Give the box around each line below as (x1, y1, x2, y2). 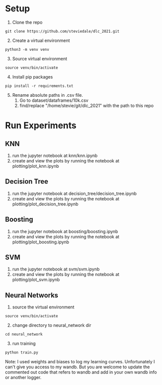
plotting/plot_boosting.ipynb (12, 239, 70, 245)
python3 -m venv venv (5, 47, 50, 52)
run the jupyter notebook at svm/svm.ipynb (12, 266, 100, 272)
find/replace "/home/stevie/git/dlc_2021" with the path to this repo (19, 102, 154, 109)
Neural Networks (5, 291, 58, 299)
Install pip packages (12, 74, 53, 79)
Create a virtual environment (12, 38, 70, 43)
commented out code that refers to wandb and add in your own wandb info (5, 369, 157, 375)
